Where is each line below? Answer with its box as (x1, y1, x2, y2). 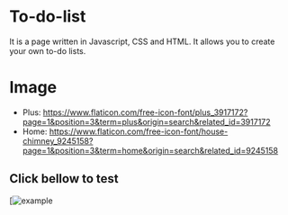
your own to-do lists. (9, 45, 86, 56)
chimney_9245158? (22, 135, 94, 146)
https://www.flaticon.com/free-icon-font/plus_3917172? (42, 106, 248, 118)
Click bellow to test (9, 171, 119, 186)
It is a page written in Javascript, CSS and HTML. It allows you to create (9, 36, 275, 47)
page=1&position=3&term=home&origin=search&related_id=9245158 (22, 145, 279, 156)
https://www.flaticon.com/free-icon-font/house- (49, 126, 229, 137)
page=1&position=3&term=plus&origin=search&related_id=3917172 (22, 116, 272, 127)
